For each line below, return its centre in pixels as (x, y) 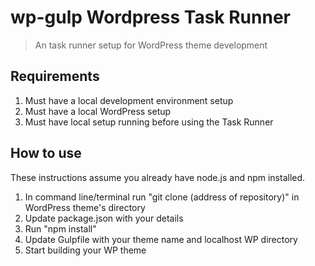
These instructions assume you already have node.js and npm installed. (158, 177)
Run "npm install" (60, 228)
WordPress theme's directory (85, 207)
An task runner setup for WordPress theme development (151, 45)
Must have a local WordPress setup (98, 111)
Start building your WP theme (85, 250)
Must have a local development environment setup (129, 100)
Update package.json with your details (104, 218)
